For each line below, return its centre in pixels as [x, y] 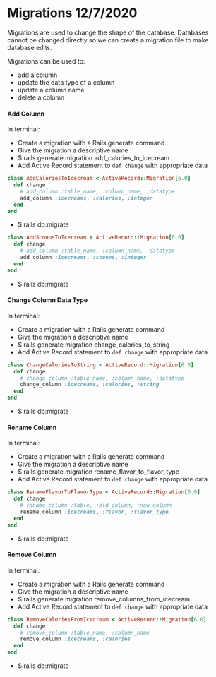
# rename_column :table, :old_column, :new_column [96, 505]
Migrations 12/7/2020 [72, 13]
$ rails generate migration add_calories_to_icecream [94, 158]
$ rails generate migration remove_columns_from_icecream [104, 599]
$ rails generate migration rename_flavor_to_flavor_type [98, 472]
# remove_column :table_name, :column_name [85, 633]
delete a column [41, 97]
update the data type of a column [66, 82]
